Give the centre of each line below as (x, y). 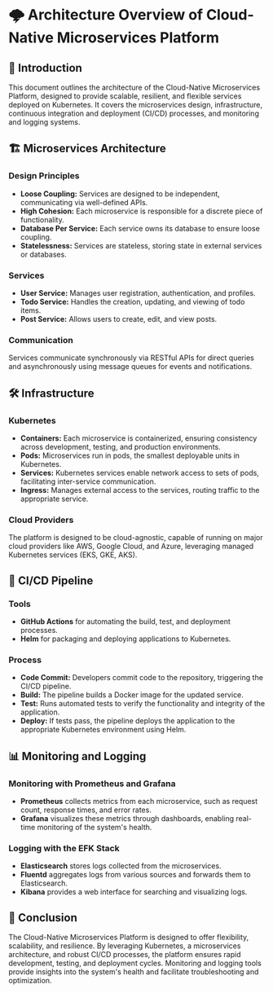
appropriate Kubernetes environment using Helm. (103, 730)
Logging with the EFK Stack (64, 848)
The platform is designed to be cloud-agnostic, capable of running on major (136, 538)
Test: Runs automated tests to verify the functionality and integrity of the (143, 704)
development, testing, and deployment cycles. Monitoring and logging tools (135, 963)
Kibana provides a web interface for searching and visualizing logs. (134, 892)
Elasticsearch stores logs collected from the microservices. (121, 866)
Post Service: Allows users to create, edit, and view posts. (119, 319)
